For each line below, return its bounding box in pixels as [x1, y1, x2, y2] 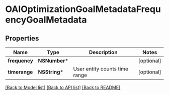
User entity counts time [73, 65, 128, 72]
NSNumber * [38, 57, 69, 64]
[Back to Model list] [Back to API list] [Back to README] [5, 84, 121, 90]
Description [89, 49, 118, 55]
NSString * [38, 68, 64, 75]
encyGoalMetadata [5, 14, 87, 25]
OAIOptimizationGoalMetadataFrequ [5, 3, 161, 15]
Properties [5, 34, 39, 42]
